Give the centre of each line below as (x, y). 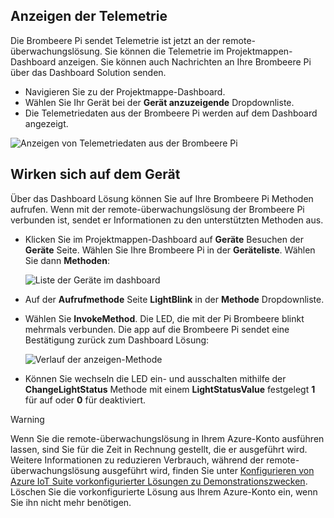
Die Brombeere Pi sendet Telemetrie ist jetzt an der (115, 40)
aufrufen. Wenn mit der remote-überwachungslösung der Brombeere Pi (157, 209)
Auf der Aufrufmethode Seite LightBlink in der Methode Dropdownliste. (174, 299)
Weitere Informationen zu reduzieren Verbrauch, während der (137, 460)
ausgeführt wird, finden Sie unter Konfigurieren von (208, 470)
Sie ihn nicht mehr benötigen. (71, 502)
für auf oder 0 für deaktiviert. (85, 400)
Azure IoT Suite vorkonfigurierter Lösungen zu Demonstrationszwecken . (159, 481)
